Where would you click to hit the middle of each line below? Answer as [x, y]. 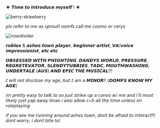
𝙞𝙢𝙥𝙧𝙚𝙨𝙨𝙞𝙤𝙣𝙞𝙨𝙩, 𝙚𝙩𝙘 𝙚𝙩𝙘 [32, 51]
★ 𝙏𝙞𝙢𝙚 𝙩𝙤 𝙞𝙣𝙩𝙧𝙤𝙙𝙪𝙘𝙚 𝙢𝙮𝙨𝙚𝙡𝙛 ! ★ [43, 7]
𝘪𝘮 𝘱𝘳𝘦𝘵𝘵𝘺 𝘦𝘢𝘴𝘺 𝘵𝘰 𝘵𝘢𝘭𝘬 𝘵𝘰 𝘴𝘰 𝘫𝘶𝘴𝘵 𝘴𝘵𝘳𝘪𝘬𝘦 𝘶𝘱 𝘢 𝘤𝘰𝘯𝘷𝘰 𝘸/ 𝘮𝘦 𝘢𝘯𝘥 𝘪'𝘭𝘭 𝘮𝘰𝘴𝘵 [80, 95]
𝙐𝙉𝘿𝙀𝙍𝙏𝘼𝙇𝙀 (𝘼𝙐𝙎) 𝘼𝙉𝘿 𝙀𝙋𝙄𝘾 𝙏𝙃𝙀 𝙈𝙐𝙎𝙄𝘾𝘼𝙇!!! [59, 71]
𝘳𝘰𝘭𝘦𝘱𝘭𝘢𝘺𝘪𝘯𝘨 [18, 106]
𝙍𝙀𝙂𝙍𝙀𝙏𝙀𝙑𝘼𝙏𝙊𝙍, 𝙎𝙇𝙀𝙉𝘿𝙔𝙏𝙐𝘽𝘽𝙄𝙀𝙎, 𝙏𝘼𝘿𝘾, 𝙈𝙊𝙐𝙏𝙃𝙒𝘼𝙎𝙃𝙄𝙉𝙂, [78, 65]
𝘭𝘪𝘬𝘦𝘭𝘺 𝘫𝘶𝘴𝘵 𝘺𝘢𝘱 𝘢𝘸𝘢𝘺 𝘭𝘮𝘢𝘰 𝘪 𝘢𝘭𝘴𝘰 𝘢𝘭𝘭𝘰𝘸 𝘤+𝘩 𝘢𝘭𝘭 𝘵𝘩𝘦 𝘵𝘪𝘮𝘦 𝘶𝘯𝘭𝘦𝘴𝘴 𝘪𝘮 [74, 100]
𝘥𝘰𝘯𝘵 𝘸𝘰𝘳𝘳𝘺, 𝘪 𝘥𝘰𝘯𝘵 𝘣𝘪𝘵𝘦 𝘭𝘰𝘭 [33, 120]
